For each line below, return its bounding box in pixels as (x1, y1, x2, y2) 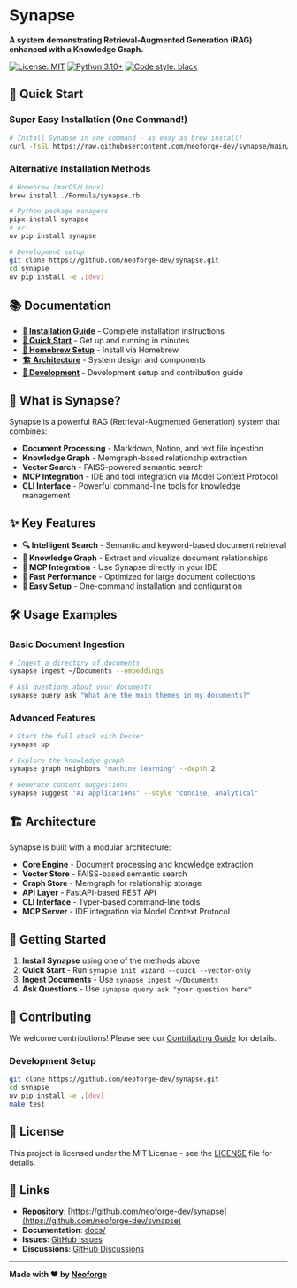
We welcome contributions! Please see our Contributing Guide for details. (9, 1033, 277, 1044)
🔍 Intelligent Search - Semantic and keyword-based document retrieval (21, 539, 286, 550)
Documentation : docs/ (21, 1225, 106, 1236)
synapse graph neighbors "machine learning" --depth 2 (9, 764, 216, 773)
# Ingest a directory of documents (9, 659, 141, 667)
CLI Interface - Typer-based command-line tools (21, 897, 201, 907)
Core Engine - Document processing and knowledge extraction (21, 860, 254, 870)
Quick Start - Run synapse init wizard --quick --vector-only (21, 965, 252, 976)
